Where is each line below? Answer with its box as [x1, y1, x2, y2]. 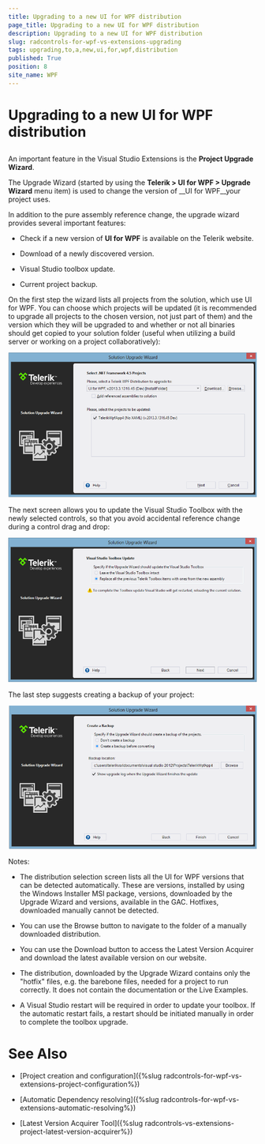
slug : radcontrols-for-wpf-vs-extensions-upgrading [8, 38, 181, 46]
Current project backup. [19, 280, 98, 289]
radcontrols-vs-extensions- [144, 1118, 235, 1127]
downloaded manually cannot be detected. [19, 905, 159, 915]
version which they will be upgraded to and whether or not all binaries [8, 320, 235, 329]
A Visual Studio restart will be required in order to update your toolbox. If [19, 1000, 256, 1010]
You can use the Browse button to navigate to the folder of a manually [19, 920, 247, 930]
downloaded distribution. [19, 929, 101, 939]
